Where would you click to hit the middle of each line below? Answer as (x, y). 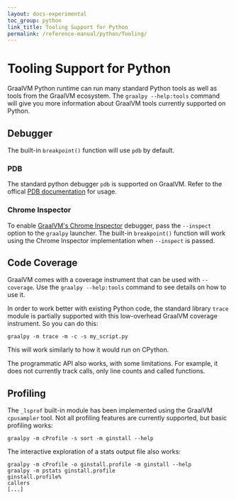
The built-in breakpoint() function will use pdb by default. (91, 150)
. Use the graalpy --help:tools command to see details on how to (130, 287)
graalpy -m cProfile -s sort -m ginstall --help (80, 439)
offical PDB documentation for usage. (62, 191)
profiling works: (30, 425)
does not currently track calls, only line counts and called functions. (106, 371)
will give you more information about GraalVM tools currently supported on (117, 103)
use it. (16, 295)
